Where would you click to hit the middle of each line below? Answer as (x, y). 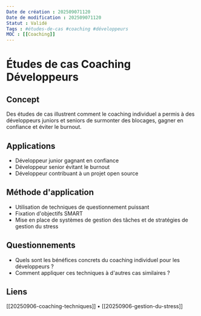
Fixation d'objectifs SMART (49, 213)
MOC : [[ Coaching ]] (31, 35)
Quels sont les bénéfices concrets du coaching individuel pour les (97, 260)
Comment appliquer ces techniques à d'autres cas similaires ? (93, 272)
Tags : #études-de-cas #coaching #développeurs (68, 29)
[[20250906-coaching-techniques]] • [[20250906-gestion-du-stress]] (95, 306)
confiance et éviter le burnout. (44, 127)
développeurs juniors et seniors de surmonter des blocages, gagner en (95, 120)
